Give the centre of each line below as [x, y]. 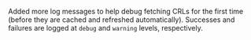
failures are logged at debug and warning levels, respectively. [105, 28]
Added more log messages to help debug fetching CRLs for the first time [126, 11]
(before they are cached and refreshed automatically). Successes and [122, 20]
